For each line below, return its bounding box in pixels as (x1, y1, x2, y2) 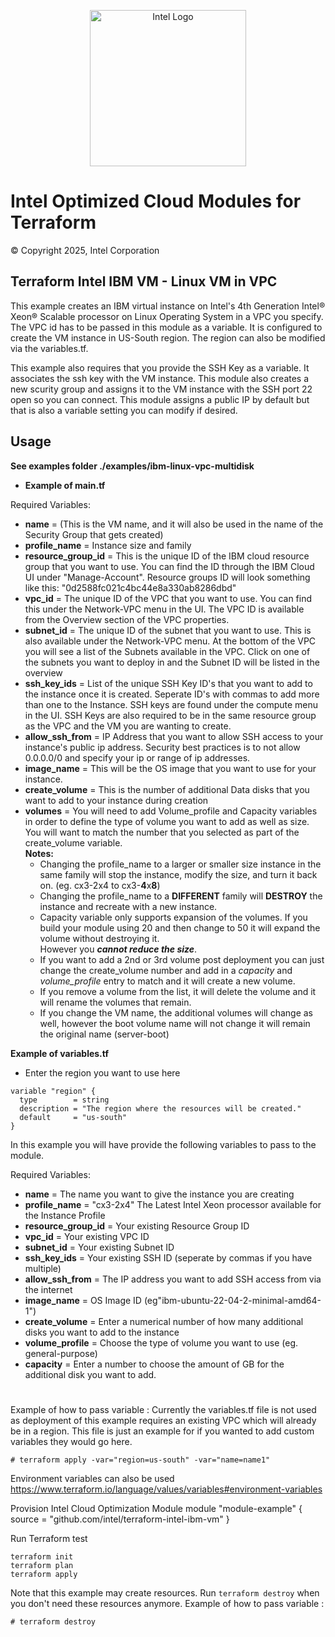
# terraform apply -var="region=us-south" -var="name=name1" (10, 1455, 271, 1465)
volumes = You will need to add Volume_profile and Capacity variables (24, 805, 318, 817)
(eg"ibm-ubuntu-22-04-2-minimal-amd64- (143, 1294, 322, 1306)
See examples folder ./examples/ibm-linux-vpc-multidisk (10, 460, 255, 472)
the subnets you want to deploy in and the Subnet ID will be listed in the (24, 656, 320, 668)
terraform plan (10, 1560, 74, 1570)
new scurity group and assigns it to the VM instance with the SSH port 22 (10, 383, 313, 395)
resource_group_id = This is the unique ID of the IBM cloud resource (24, 550, 310, 562)
